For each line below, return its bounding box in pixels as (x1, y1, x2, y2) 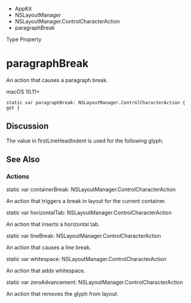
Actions (6, 172, 30, 181)
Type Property (6, 36, 42, 43)
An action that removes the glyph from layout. (6, 290, 119, 298)
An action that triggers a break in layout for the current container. (6, 198, 166, 205)
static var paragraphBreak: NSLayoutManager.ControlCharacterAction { (6, 99, 186, 105)
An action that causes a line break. (6, 244, 91, 251)
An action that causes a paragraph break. (6, 76, 109, 83)
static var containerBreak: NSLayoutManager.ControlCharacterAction (6, 186, 176, 193)
